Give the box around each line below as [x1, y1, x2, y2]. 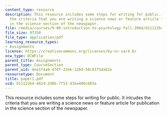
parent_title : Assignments [5, 58, 61, 63]
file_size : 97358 [5, 30, 41, 35]
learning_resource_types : [5, 40, 59, 45]
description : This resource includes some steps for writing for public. [5, 12, 162, 17]
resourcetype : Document [5, 72, 55, 77]
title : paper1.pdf [5, 76, 43, 81]
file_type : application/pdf [5, 35, 64, 40]
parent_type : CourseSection [5, 62, 64, 67]
